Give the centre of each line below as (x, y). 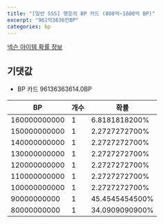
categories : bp (29, 26)
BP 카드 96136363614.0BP (54, 89)
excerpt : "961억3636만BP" (43, 20)
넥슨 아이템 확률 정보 (35, 47)
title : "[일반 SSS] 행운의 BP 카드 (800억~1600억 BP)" (81, 14)
